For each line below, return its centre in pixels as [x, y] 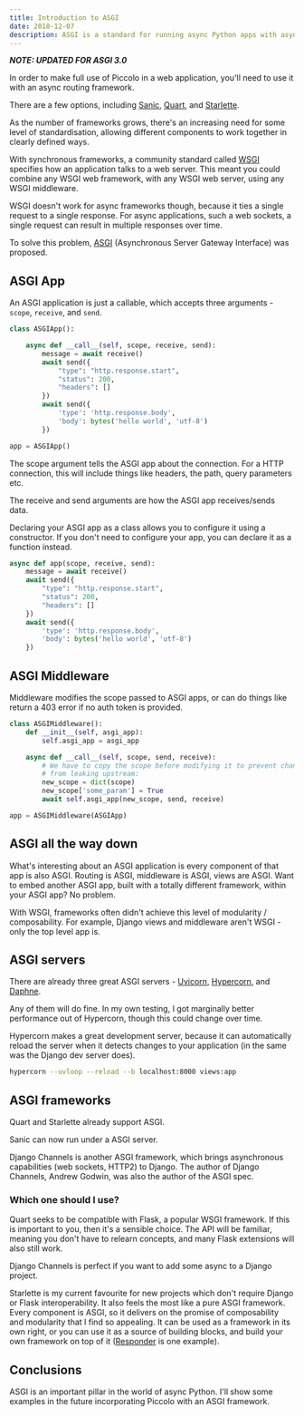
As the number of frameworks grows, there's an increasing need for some [147, 122]
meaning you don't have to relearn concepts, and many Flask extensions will [152, 1239]
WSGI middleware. [44, 189]
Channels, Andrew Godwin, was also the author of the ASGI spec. [132, 1177]
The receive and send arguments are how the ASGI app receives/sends [142, 500]
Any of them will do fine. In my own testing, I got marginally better [132, 1009]
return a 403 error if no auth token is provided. [96, 707]
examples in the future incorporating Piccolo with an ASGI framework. [139, 1401]
